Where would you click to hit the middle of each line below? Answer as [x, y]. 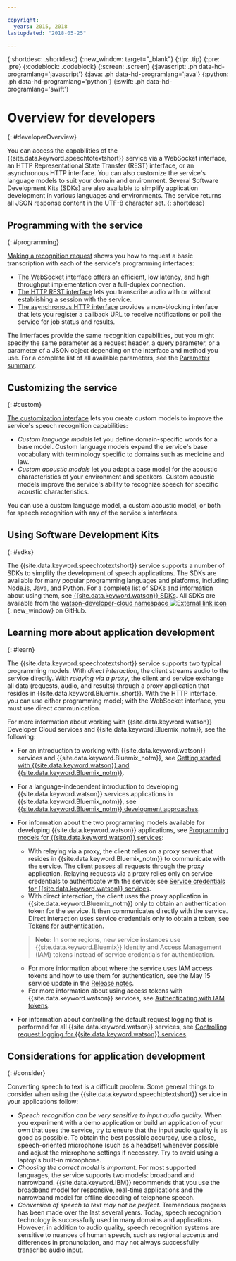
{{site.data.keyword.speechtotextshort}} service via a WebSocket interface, [117, 158]
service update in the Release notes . [81, 983]
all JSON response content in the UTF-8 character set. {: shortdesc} [106, 203]
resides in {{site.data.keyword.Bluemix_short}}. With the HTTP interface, [112, 693]
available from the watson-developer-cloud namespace [88, 603]
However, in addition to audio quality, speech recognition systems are [118, 1228]
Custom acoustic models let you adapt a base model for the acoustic [117, 469]
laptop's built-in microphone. [60, 1160]
